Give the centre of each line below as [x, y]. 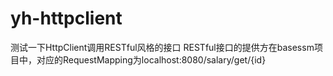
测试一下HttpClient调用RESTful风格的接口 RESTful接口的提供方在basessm [162, 47]
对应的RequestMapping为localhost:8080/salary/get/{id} [151, 59]
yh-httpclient [66, 18]
